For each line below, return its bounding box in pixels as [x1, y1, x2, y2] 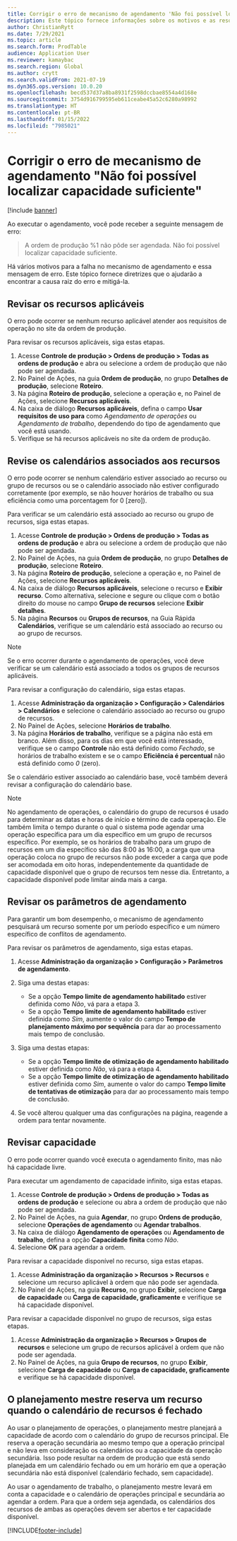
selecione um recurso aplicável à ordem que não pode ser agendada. [17, 1278, 219, 1286]
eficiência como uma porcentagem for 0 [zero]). [7, 496, 147, 505]
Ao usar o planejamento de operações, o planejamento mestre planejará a [7, 1423, 222, 1432]
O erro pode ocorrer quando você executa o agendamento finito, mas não [7, 1155, 222, 1164]
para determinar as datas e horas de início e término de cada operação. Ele [7, 815, 226, 824]
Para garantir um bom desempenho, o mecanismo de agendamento [7, 915, 204, 923]
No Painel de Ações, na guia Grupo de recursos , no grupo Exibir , [17, 1358, 208, 1366]
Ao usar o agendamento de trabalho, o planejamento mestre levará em [7, 1482, 213, 1491]
